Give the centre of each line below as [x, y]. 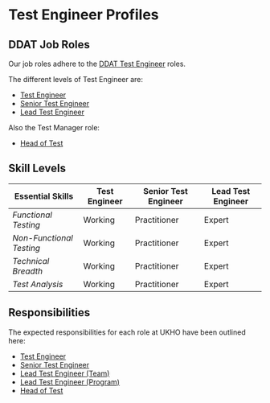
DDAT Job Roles [49, 45]
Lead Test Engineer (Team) [65, 373]
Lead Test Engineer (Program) [70, 382]
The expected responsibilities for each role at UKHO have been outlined [127, 332]
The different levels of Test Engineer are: [76, 79]
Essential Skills [44, 196]
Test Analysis [38, 284]
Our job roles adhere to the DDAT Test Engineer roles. [97, 64]
